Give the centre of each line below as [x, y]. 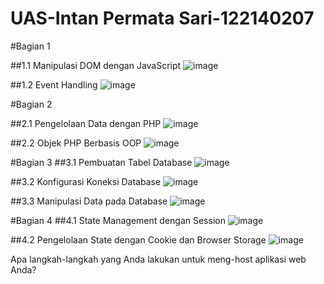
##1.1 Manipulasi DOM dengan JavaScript [96, 65]
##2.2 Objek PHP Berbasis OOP [76, 143]
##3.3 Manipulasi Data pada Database [89, 201]
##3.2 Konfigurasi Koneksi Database [86, 181]
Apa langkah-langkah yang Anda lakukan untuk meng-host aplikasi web [158, 259]
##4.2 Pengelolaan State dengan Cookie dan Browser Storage [138, 239]
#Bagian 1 [30, 46]
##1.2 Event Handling [54, 84]
